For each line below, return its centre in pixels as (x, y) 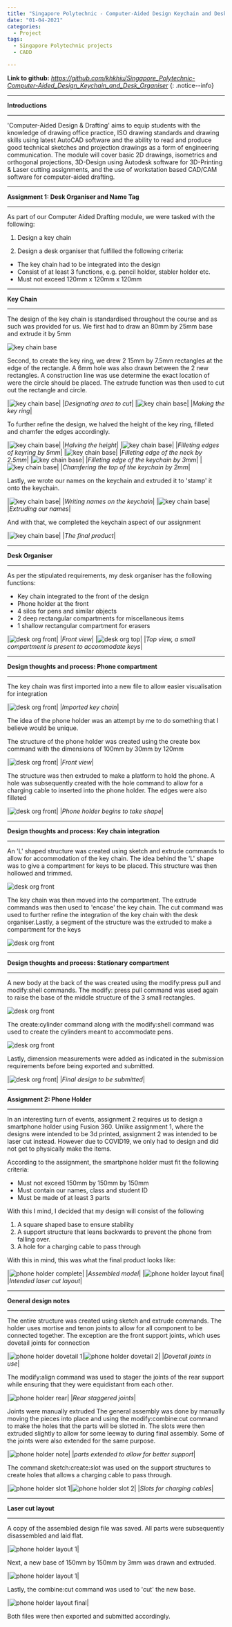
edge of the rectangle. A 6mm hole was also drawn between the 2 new (108, 367)
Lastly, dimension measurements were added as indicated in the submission (116, 1059)
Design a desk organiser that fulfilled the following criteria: (100, 251)
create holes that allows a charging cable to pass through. (90, 1474)
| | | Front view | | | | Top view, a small (101, 639)
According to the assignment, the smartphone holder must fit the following (113, 1162)
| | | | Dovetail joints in (109, 1356)
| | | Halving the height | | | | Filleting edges (113, 445)
